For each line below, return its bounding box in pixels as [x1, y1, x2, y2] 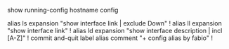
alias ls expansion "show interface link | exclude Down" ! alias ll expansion [7, 19, 223, 27]
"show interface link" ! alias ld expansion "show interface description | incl [7, 27, 223, 35]
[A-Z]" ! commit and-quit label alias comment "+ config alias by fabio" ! [7, 34, 213, 42]
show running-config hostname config [7, 6, 119, 14]
